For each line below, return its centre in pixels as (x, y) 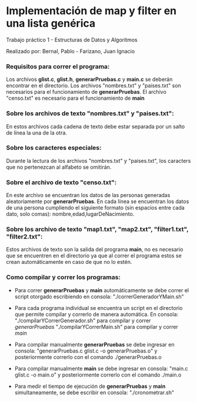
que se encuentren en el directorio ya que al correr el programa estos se (94, 256)
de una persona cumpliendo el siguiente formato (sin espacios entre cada (96, 208)
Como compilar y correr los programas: (63, 277)
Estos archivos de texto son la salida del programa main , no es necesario (95, 250)
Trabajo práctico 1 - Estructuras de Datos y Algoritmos (72, 40)
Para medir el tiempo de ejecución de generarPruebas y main (90, 386)
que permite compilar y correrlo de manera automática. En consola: (96, 314)
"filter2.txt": (24, 237)
